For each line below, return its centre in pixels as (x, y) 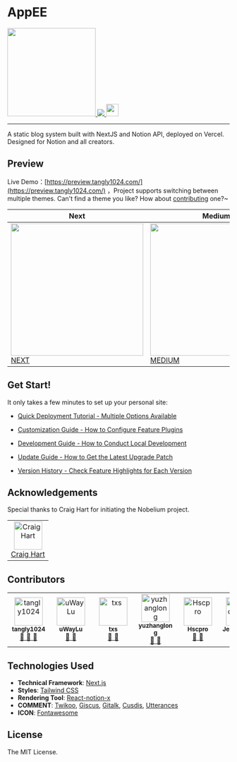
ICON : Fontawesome (48, 713)
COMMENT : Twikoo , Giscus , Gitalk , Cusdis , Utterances (98, 705)
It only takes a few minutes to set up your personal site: (87, 402)
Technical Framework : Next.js (62, 683)
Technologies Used (50, 666)
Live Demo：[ (27, 181)
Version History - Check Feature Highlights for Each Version (105, 471)
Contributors (36, 579)
